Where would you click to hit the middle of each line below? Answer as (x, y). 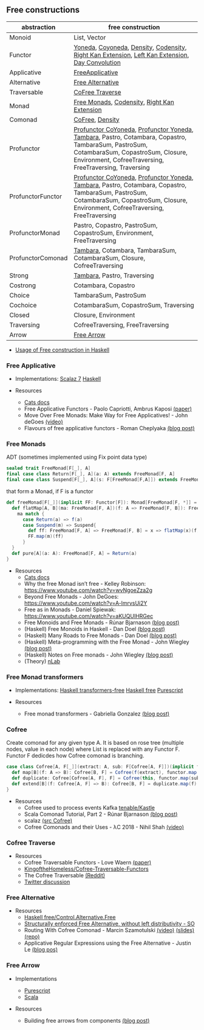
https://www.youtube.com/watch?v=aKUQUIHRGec (89, 616)
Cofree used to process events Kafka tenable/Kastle (90, 807)
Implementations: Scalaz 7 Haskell (58, 379)
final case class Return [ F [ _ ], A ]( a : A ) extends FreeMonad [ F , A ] (91, 474)
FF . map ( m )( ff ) (46, 537)
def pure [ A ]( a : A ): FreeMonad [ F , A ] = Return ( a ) (74, 553)
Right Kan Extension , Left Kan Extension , (131, 55)
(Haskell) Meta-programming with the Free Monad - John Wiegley (107, 642)
